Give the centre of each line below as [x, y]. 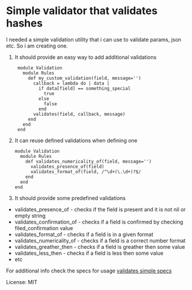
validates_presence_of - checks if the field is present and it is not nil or [100, 209]
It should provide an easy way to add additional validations [85, 57]
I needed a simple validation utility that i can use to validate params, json [94, 39]
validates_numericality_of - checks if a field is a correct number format [100, 240]
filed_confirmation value [44, 228]
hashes [24, 23]
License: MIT [22, 282]
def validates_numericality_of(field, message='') [89, 161]
